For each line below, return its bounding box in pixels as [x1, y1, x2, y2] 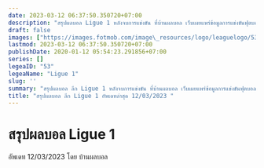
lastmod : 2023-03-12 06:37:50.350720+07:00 [8, 41, 153, 49]
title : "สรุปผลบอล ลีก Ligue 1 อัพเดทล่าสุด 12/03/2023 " [8, 92, 174, 100]
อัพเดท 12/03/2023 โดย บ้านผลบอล [8, 152, 108, 162]
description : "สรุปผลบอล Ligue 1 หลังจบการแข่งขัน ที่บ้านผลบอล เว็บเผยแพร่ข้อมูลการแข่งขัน [8, 19, 245, 27]
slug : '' [8, 77, 37, 85]
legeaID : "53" [8, 63, 55, 71]
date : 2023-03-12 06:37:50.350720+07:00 [8, 11, 143, 20]
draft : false [8, 26, 51, 34]
